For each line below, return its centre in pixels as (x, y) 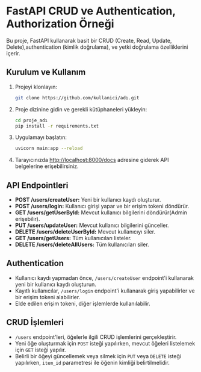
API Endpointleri (37, 185)
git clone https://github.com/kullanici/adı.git (77, 98)
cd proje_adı (31, 120)
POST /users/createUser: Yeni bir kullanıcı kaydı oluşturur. (88, 200)
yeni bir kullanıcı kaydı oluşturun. (55, 284)
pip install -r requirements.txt (57, 126)
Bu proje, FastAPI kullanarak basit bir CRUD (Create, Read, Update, (89, 40)
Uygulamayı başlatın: (41, 137)
